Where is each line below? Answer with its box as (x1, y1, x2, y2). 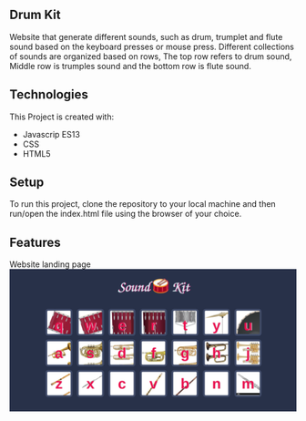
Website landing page (9, 259, 91, 270)
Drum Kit (9, 7, 61, 23)
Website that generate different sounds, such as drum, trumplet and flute (9, 31, 283, 42)
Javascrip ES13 (22, 128, 80, 139)
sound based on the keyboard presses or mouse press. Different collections (9, 41, 294, 52)
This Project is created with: (9, 111, 115, 122)
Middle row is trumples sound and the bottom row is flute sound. (9, 60, 252, 71)
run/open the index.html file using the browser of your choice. (9, 209, 242, 220)
